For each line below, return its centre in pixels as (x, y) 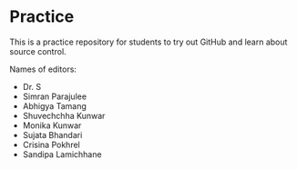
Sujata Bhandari (52, 134)
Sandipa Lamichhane (62, 154)
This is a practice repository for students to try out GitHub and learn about (148, 42)
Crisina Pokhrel (51, 144)
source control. (38, 51)
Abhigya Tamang (54, 105)
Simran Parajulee (55, 96)
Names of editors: (43, 69)
